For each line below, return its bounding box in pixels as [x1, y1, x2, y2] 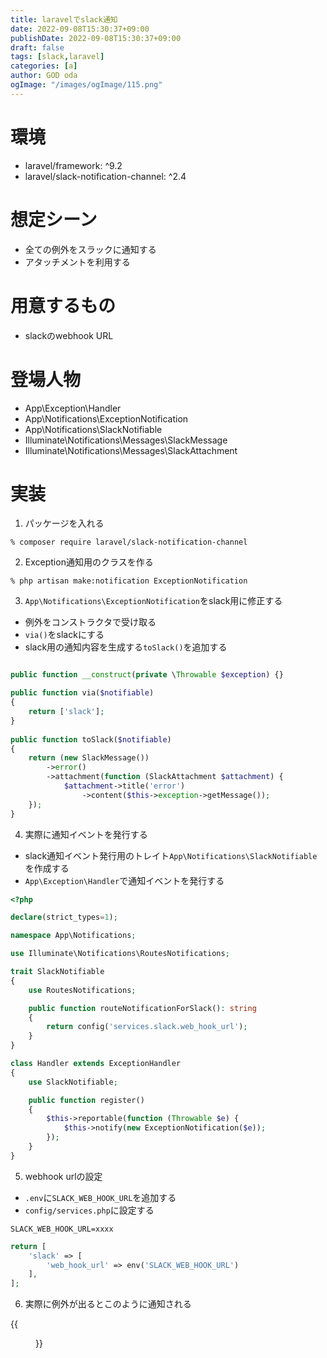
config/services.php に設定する [24, 1204, 155, 1216]
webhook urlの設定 [24, 1170, 103, 1182]
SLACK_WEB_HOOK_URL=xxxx [10, 1224, 114, 1234]
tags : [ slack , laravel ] [10, 52, 105, 62]
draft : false [10, 42, 65, 53]
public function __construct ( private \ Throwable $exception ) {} [10, 670, 284, 680]
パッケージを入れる [24, 517, 105, 530]
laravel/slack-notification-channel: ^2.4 [24, 170, 187, 182]
